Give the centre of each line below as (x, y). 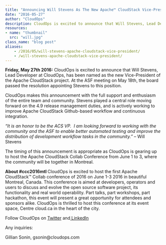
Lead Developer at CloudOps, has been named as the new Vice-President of (83, 75)
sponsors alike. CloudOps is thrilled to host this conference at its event (77, 203)
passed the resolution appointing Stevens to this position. (63, 86)
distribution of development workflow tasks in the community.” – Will (75, 136)
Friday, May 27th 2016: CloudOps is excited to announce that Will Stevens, (82, 70)
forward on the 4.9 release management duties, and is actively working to (80, 106)
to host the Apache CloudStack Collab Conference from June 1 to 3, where (81, 157)
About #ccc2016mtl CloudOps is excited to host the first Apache (71, 172)
